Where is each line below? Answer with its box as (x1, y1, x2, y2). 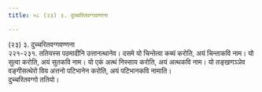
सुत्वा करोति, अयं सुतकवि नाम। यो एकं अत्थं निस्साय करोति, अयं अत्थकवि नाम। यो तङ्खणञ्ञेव (8, 57, 245, 66)
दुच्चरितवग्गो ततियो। (8, 75, 60, 84)
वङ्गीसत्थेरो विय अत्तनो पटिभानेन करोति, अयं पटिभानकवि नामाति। (8, 65, 172, 75)
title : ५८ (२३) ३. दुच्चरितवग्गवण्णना (8, 11, 109, 19)
